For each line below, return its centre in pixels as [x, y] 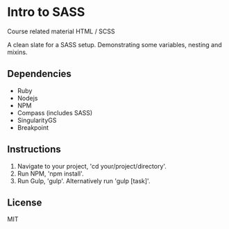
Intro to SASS [46, 12]
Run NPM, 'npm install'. [51, 173]
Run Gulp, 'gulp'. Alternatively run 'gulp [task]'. [84, 180]
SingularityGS [37, 120]
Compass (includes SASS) [55, 112]
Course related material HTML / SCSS [61, 31]
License [25, 202]
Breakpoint [33, 127]
